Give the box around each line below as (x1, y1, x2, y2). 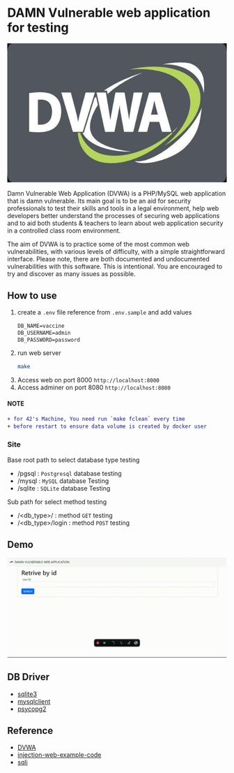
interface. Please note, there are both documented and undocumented (7, 254, 210, 263)
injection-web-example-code (17, 751, 102, 759)
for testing (7, 20, 70, 36)
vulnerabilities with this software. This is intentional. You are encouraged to (7, 262, 223, 270)
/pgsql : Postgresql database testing (17, 469, 122, 477)
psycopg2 (17, 705, 47, 713)
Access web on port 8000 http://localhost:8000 (17, 376, 160, 384)
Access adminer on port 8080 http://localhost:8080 (17, 383, 171, 392)
